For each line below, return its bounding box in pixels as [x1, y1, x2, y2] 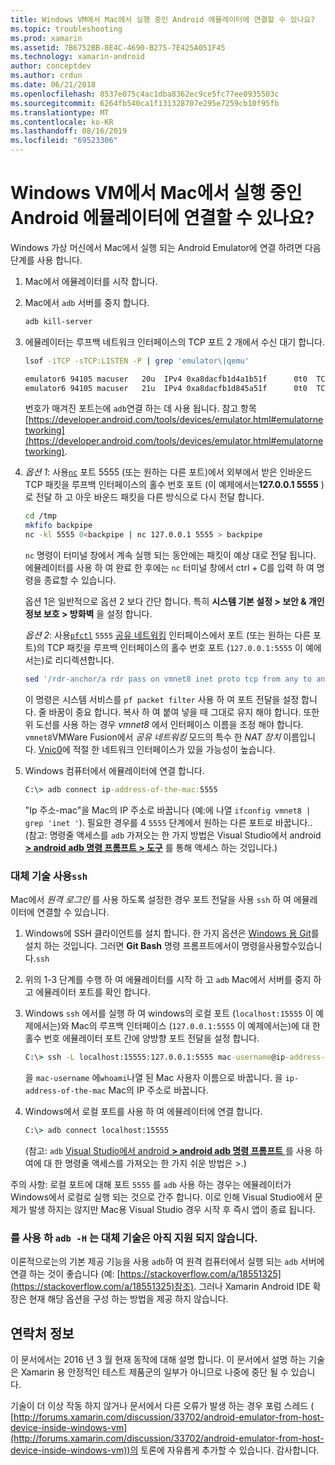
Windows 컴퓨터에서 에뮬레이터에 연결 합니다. [24, 764, 205, 776]
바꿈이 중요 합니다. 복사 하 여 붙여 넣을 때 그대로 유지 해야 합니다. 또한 [48, 706, 320, 718]
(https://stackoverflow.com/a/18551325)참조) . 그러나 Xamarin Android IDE [10, 1281, 311, 1293]
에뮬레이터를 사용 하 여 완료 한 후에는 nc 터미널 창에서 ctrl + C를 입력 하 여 [24, 562, 315, 574]
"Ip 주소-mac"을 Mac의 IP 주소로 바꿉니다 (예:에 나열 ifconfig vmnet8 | [24, 804, 312, 816]
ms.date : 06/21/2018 [10, 80, 97, 90]
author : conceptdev [10, 61, 92, 71]
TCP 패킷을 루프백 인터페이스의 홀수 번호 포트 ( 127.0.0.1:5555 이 [46, 642, 303, 654]
